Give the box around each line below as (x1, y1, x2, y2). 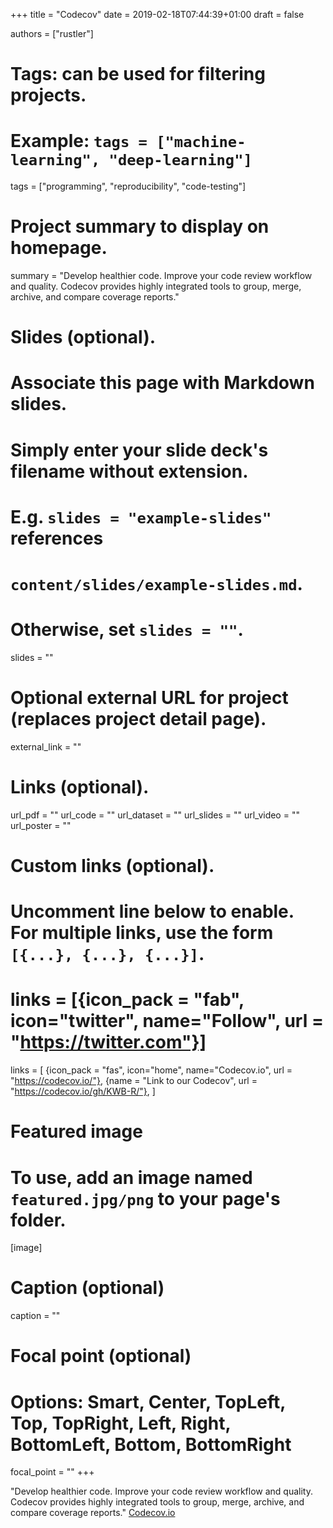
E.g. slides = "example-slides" (10, 505, 272, 528)
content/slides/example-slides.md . (10, 573, 303, 595)
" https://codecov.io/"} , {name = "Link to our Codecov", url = (10, 1075, 258, 1087)
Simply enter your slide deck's (10, 439, 269, 461)
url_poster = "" (10, 819, 72, 831)
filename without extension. (10, 460, 249, 483)
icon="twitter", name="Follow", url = (10, 1010, 324, 1033)
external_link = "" (10, 740, 82, 753)
